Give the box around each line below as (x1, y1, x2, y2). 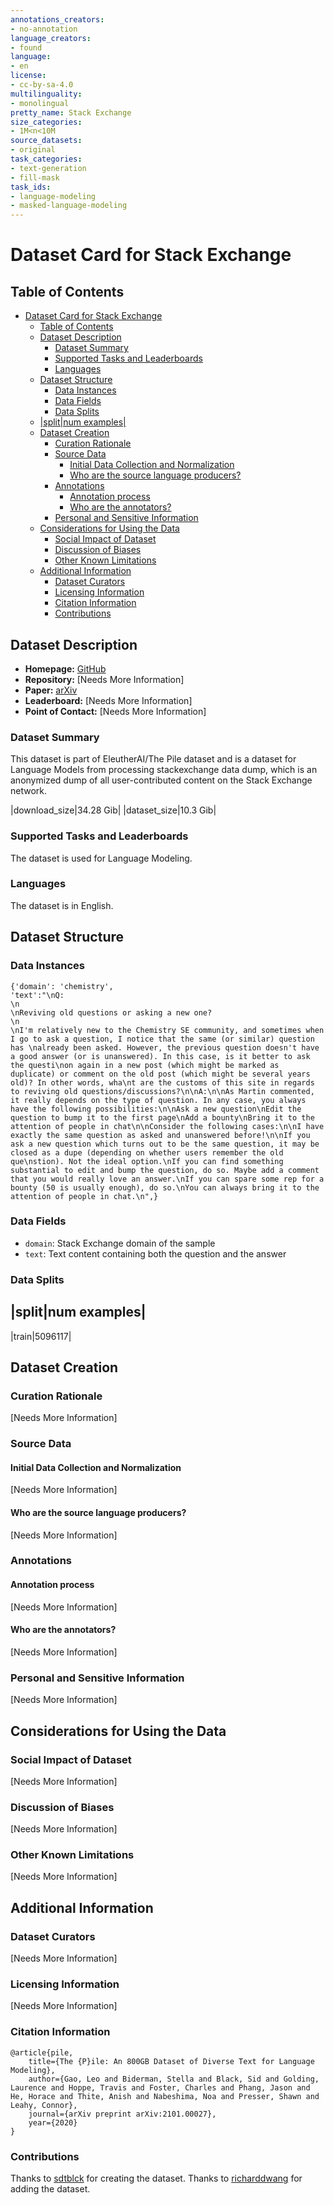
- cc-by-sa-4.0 (10, 80, 74, 90)
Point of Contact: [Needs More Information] (24, 705, 207, 717)
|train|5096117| (10, 1330, 72, 1342)
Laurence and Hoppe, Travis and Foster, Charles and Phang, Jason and (10, 2082, 311, 2093)
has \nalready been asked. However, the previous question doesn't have (10, 1042, 320, 1053)
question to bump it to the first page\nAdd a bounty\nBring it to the (10, 1112, 315, 1123)
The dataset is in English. (10, 899, 114, 911)
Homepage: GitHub (24, 662, 107, 675)
